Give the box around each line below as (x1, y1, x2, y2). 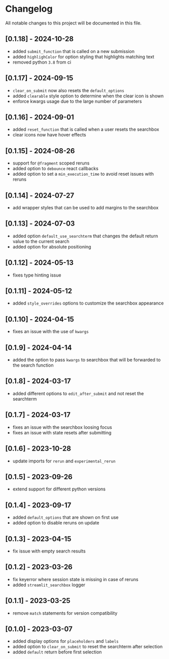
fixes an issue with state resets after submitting (12, 429, 112, 435)
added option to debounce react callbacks (12, 166, 99, 172)
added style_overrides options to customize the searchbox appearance (12, 300, 164, 306)
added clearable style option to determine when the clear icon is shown (12, 93, 164, 99)
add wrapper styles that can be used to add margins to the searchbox (12, 205, 159, 210)
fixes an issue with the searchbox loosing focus (12, 424, 113, 430)
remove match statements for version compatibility (12, 610, 118, 616)
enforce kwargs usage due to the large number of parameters (12, 98, 142, 104)
